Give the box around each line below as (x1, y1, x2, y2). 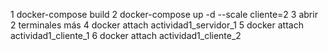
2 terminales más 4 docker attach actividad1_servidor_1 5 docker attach (10, 19, 304, 31)
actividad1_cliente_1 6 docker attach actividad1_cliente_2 (10, 30, 242, 41)
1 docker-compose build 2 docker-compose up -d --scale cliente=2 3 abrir (10, 9, 318, 20)
